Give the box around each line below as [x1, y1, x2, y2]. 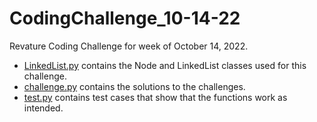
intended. [23, 102, 64, 114]
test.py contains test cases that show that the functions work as [23, 91, 288, 103]
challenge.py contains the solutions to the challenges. [23, 80, 246, 92]
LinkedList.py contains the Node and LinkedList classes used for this [23, 59, 307, 71]
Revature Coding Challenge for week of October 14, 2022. [9, 40, 249, 52]
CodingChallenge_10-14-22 [9, 7, 241, 30]
